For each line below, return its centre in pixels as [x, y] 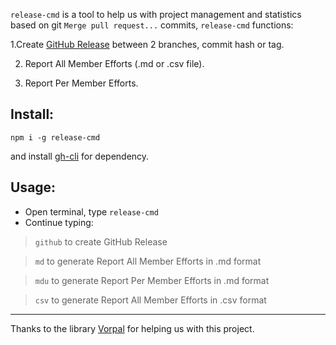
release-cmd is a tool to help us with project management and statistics [156, 14]
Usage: [33, 187]
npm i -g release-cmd [55, 137]
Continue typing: [59, 222]
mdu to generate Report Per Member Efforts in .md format [152, 280]
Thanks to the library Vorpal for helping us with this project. [132, 328]
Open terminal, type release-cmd [91, 211]
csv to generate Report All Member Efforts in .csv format [150, 300]
